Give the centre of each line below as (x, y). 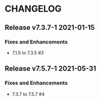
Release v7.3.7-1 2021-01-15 (50, 28)
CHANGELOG (33, 9)
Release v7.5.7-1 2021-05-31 (50, 69)
